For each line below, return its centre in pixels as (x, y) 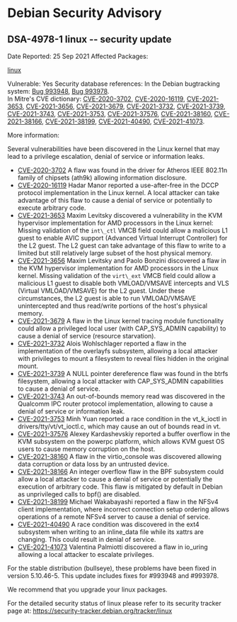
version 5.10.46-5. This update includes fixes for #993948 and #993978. (113, 576)
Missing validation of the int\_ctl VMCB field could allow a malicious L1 (123, 231)
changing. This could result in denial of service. (87, 539)
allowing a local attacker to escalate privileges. (86, 554)
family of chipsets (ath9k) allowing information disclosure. (102, 178)
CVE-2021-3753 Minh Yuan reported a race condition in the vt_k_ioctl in (122, 419)
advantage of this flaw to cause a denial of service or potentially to (115, 200)
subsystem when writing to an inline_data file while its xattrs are (110, 532)
